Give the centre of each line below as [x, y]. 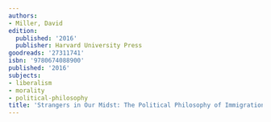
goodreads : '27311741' [46, 53]
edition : [23, 31]
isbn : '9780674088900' [46, 61]
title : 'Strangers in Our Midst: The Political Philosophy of [115, 105]
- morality [27, 90]
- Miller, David [35, 23]
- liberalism [30, 83]
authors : [23, 16]
